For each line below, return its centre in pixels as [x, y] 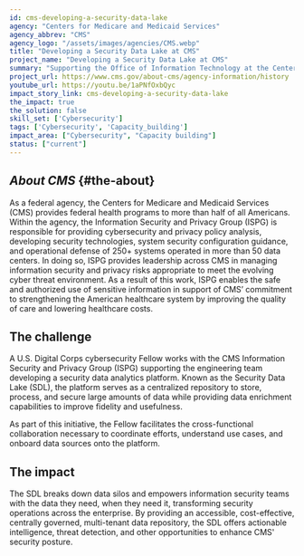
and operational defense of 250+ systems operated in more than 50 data [145, 251]
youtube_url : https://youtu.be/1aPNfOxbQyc [93, 85]
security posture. [41, 542]
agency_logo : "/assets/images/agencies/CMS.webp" [105, 43]
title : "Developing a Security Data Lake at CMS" [105, 52]
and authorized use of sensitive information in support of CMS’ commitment [151, 289]
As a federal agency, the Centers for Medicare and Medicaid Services [139, 202]
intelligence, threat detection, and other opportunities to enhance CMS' [142, 532]
